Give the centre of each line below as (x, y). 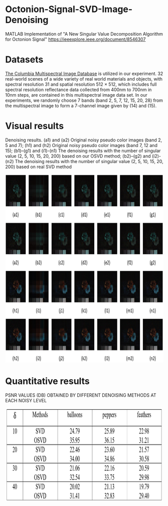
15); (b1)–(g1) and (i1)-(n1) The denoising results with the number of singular (83, 151)
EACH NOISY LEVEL (26, 400)
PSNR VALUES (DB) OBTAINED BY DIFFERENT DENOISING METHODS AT (81, 395)
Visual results (35, 126)
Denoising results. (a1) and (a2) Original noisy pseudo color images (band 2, (84, 140)
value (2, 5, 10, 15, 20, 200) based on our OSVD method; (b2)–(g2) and (78, 156)
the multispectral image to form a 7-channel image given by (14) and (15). (81, 105)
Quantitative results (48, 381)
